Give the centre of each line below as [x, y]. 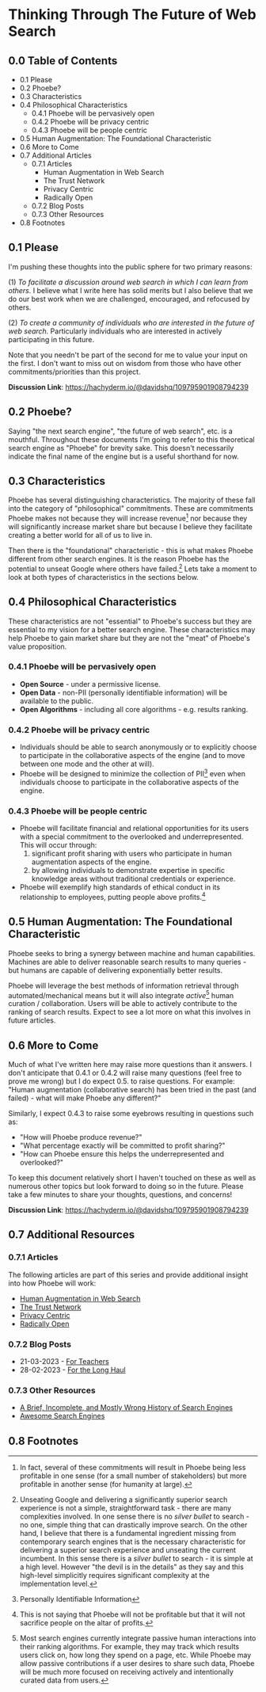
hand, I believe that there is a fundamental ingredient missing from [128, 1534]
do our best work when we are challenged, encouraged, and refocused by [129, 299]
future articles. [32, 1020]
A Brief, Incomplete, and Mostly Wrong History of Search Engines [126, 1408]
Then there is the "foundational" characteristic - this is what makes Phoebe [131, 551]
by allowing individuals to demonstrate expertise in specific [128, 871]
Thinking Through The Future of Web [132, 15]
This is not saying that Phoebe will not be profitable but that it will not [132, 1614]
